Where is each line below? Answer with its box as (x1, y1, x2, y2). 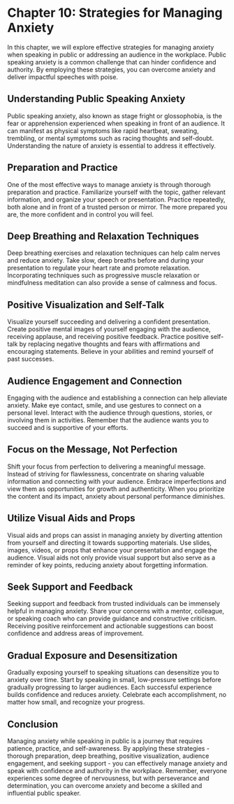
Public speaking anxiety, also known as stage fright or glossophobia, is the (7, 111, 222, 120)
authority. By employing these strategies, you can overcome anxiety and (7, 65, 216, 74)
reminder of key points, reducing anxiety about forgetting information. (7, 560, 208, 569)
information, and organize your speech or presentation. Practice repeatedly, (7, 195, 226, 204)
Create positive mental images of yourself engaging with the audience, (7, 325, 211, 333)
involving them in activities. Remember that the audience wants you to (7, 416, 210, 424)
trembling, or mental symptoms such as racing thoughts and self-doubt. (7, 134, 214, 142)
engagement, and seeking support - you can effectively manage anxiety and (7, 759, 228, 768)
